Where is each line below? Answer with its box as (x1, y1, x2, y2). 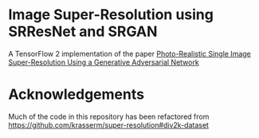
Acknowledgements (8, 85, 145, 104)
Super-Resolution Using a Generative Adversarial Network (8, 57, 199, 67)
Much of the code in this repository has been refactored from (8, 112, 210, 121)
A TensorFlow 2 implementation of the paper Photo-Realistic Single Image (8, 49, 251, 58)
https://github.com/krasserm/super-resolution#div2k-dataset (8, 120, 210, 129)
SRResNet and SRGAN (8, 22, 158, 41)
